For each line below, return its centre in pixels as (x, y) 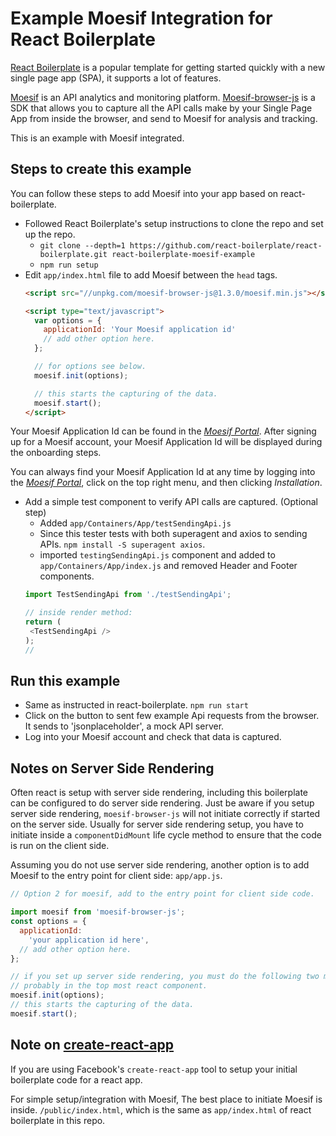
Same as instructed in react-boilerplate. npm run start (136, 705)
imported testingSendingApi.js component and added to (157, 555)
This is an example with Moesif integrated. (97, 138)
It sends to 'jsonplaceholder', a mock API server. (124, 726)
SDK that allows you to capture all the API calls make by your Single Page (161, 108)
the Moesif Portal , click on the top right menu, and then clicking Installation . (166, 483)
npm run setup (69, 265)
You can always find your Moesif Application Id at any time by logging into (163, 472)
